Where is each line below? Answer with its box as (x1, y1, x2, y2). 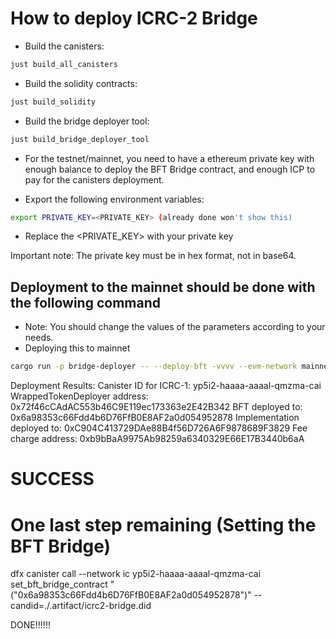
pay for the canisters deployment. (24, 173, 165, 186)
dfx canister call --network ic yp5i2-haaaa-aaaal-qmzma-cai (10, 568, 262, 580)
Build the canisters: (24, 40, 105, 52)
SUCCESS (10, 468, 95, 491)
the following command (10, 294, 161, 311)
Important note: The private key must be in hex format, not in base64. (10, 250, 297, 262)
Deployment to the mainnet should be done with (10, 278, 316, 296)
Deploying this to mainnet (24, 342, 131, 354)
